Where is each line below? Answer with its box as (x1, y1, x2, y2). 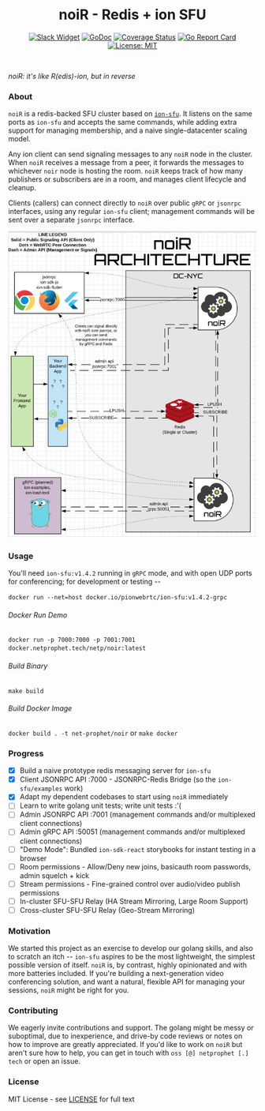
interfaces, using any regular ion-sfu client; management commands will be (8, 207, 255, 216)
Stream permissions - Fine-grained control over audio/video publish (19, 879, 241, 888)
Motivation (8, 925, 51, 936)
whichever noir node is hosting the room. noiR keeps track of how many (8, 167, 243, 176)
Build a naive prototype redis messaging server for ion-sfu (19, 766, 211, 775)
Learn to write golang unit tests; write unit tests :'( (19, 801, 181, 810)
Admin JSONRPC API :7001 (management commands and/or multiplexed (19, 810, 256, 820)
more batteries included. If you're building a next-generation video (8, 969, 225, 978)
